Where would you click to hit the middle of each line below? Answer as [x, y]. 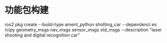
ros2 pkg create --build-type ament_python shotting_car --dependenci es [81, 24]
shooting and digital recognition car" [42, 35]
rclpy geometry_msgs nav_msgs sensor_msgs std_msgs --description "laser [83, 29]
